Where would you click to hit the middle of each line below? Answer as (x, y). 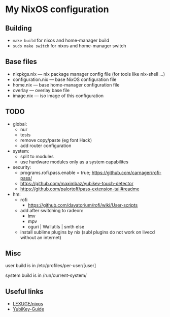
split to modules (37, 156)
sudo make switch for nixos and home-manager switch (69, 46)
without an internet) (41, 237)
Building (19, 28)
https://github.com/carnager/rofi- (127, 172)
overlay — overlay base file (41, 90)
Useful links (25, 291)
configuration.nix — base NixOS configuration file (64, 79)
